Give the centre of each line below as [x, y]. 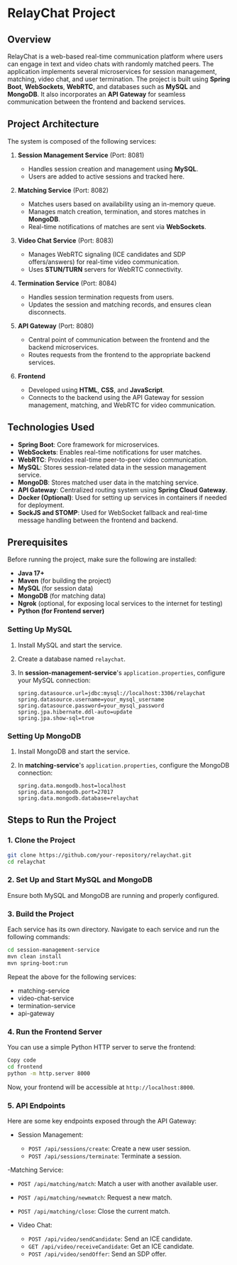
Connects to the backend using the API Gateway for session [116, 397]
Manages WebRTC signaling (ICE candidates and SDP [107, 254]
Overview [29, 39]
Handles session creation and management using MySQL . [113, 169]
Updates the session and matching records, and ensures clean [120, 305]
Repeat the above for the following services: [72, 977]
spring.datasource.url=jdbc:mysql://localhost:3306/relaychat [111, 693]
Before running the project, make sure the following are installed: [102, 559]
